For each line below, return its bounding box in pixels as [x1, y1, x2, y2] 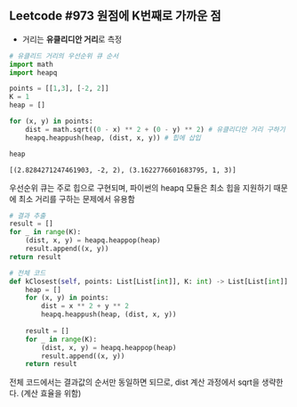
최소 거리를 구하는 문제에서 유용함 [18, 193, 135, 204]
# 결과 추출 [9, 211, 46, 220]
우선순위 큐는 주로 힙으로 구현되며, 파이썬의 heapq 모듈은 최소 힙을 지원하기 [9, 182, 272, 193]
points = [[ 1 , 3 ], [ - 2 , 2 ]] [9, 84, 109, 94]
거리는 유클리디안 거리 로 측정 [21, 34, 123, 45]
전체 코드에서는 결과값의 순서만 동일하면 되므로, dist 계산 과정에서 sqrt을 [9, 377, 261, 387]
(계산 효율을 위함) [20, 388, 82, 399]
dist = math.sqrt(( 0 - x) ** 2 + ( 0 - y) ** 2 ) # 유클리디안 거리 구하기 [25, 125, 286, 134]
